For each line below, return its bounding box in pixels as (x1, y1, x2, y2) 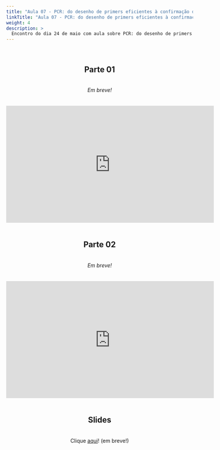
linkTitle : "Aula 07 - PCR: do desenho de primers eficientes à (6, 14, 168, 20)
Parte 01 (84, 64, 116, 74)
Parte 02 (83, 240, 116, 250)
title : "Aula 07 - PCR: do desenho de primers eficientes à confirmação (6, 8, 190, 15)
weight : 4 (6, 20, 31, 26)
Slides (88, 415, 111, 425)
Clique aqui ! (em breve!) (70, 437, 129, 444)
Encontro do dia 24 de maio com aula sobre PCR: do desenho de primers (11, 31, 193, 37)
